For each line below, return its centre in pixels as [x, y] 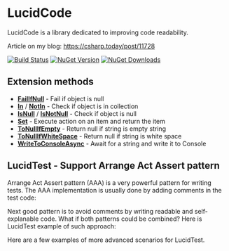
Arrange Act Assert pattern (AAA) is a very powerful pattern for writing [109, 182]
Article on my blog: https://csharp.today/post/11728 [81, 46]
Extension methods [51, 82]
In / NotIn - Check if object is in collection [78, 106]
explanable [23, 219]
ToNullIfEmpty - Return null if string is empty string [92, 129]
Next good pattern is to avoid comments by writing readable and [100, 211]
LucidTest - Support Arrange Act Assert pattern [114, 166]
